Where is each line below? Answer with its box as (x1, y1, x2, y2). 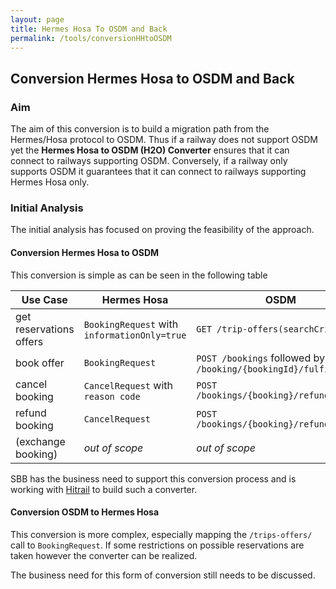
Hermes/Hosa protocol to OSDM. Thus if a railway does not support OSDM (10, 134, 319, 146)
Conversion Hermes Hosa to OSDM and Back (10, 70, 295, 87)
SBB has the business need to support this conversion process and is (10, 472, 297, 485)
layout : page (10, 14, 65, 25)
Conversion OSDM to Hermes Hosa (10, 506, 160, 518)
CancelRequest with (83, 378, 174, 392)
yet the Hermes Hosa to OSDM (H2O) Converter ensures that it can (10, 144, 290, 156)
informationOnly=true (83, 329, 187, 341)
